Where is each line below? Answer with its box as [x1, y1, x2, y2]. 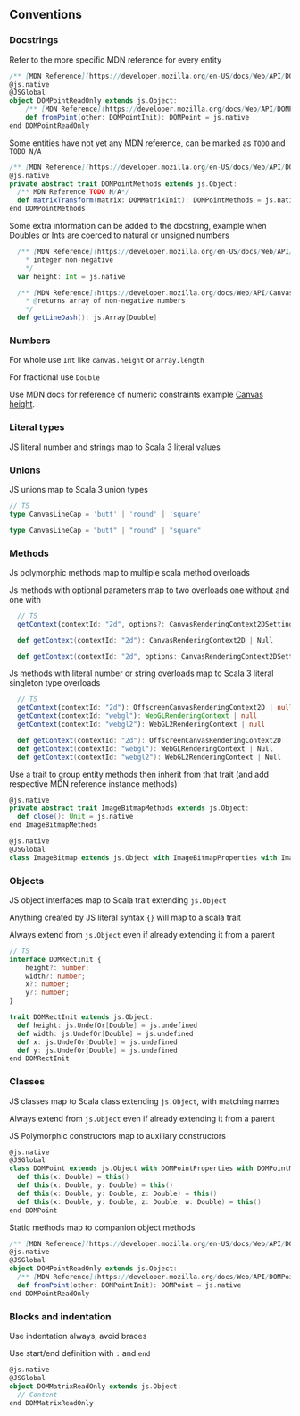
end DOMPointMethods [9, 205, 87, 214]
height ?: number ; [25, 963, 90, 973]
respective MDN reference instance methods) [9, 778, 178, 789]
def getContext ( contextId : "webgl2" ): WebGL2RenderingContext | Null [17, 753, 281, 762]
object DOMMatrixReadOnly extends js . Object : [9, 1381, 181, 1391]
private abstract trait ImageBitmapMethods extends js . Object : [9, 804, 250, 813]
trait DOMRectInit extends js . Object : [9, 1013, 154, 1022]
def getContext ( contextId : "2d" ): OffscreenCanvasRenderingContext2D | [17, 736, 290, 745]
